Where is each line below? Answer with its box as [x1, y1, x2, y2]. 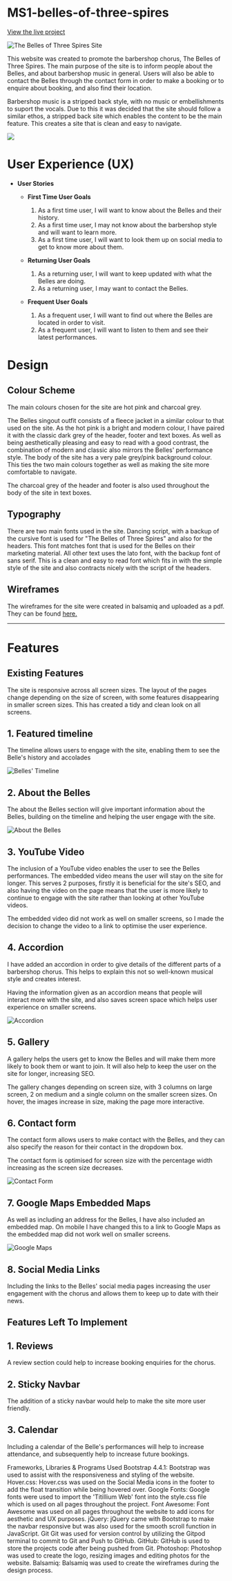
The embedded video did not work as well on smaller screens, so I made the [7, 914, 224, 922]
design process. [7, 1566, 53, 1574]
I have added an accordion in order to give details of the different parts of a [7, 960, 221, 968]
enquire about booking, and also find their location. [7, 84, 153, 92]
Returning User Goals [27, 256, 91, 264]
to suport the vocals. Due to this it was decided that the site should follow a [7, 104, 221, 113]
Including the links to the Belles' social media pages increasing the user [7, 1282, 211, 1290]
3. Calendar [7, 1424, 59, 1436]
